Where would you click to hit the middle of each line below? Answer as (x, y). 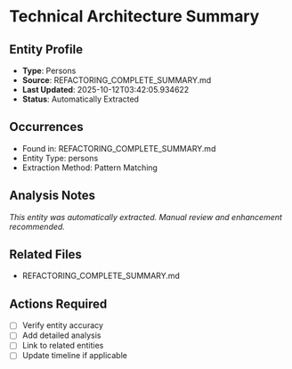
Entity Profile (46, 49)
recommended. (37, 226)
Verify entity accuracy (63, 325)
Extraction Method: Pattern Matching (90, 168)
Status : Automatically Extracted (81, 99)
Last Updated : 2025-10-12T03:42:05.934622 (105, 90)
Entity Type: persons (60, 158)
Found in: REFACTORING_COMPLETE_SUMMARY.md (119, 148)
